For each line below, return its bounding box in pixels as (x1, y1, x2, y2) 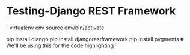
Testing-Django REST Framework (6, 4, 176, 18)
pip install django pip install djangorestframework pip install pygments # (6, 35, 185, 42)
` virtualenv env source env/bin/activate (6, 24, 105, 31)
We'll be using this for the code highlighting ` (6, 42, 117, 49)
